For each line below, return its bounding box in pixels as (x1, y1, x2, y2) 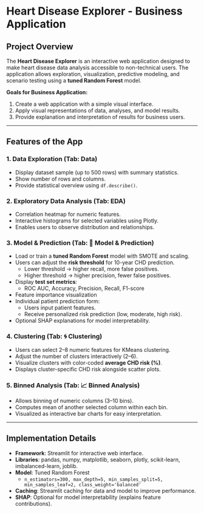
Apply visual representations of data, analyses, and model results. (15, 107, 180, 114)
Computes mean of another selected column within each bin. (15, 403, 168, 411)
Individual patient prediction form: (15, 298, 100, 305)
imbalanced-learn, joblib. (15, 462, 78, 469)
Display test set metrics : (15, 278, 78, 286)
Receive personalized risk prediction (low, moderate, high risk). (24, 311, 182, 318)
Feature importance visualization (15, 291, 97, 298)
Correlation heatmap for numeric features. (15, 210, 121, 218)
